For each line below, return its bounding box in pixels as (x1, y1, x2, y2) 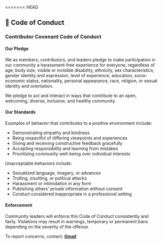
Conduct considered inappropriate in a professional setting (12, 191, 132, 197)
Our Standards (5, 109, 36, 115)
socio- (134, 72, 148, 78)
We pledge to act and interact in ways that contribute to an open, (5, 93, 137, 98)
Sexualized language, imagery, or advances (12, 170, 101, 176)
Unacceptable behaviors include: (5, 160, 72, 166)
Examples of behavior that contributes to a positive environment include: (5, 120, 153, 126)
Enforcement (5, 202, 32, 208)
